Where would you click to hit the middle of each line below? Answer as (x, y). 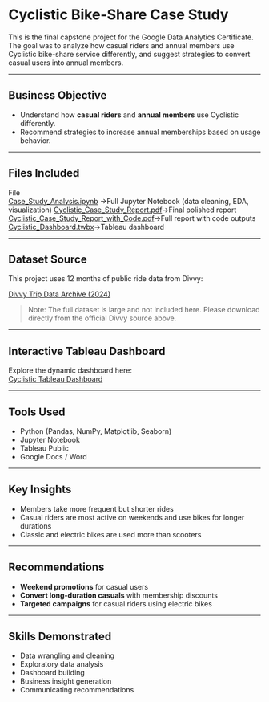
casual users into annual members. (66, 63)
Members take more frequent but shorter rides (96, 508)
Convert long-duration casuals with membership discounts (119, 595)
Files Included (44, 173)
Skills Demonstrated (60, 637)
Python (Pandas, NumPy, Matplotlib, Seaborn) (96, 431)
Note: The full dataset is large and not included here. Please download (144, 310)
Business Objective (58, 95)
